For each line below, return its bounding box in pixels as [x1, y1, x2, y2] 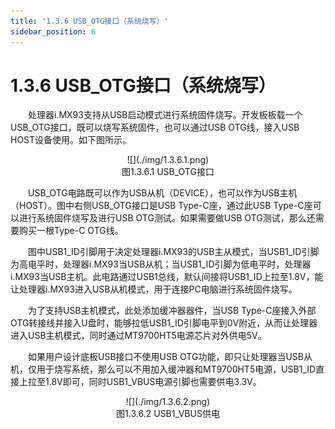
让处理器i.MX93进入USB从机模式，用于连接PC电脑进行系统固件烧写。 [10, 283, 298, 295]
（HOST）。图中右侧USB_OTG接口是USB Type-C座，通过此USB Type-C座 [10, 200, 313, 212]
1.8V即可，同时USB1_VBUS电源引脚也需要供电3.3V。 [44, 376, 262, 388]
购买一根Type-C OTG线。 [18, 225, 124, 237]
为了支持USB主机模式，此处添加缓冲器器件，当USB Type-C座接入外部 [28, 305, 317, 317]
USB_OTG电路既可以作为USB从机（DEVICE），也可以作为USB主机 [28, 187, 298, 199]
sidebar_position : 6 [10, 26, 97, 37]
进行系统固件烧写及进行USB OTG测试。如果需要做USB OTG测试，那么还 [18, 212, 316, 224]
